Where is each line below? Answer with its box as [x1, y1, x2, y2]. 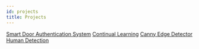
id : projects [6, 8, 39, 15]
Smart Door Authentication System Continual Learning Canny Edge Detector [6, 30, 193, 37]
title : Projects [6, 14, 46, 20]
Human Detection [6, 37, 49, 44]
